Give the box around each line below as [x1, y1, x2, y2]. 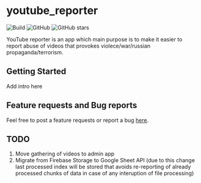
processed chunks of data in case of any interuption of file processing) [15, 170, 194, 177]
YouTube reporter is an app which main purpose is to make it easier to [6, 35, 183, 43]
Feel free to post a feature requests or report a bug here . [6, 117, 149, 124]
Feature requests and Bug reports [6, 100, 137, 110]
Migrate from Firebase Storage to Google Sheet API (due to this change [15, 157, 196, 164]
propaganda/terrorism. [6, 48, 64, 56]
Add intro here [6, 82, 43, 90]
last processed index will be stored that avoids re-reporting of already [15, 163, 191, 171]
